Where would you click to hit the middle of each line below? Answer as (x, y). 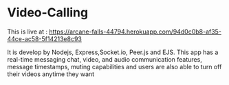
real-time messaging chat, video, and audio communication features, (105, 59)
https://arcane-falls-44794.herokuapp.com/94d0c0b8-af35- (135, 32)
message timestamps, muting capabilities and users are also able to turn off (115, 66)
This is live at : (28, 32)
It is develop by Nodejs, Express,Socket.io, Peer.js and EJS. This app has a (113, 52)
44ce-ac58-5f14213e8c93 (45, 38)
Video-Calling (47, 13)
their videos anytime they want (51, 74)
